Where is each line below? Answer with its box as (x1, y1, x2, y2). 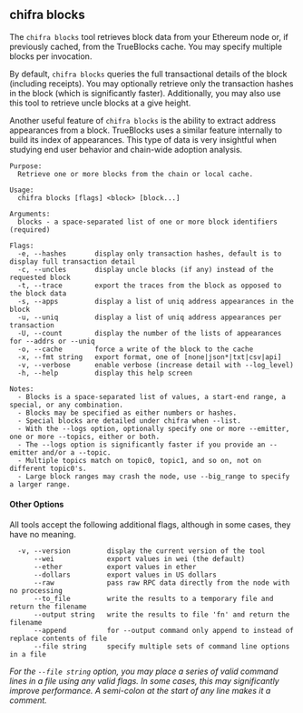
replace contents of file (9, 634, 107, 644)
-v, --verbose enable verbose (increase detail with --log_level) (17, 360, 295, 369)
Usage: (9, 186, 34, 195)
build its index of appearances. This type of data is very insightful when (9, 134, 277, 145)
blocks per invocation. (9, 50, 93, 62)
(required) (9, 225, 51, 235)
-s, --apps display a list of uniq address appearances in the (17, 296, 295, 306)
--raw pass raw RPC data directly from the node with (33, 578, 290, 587)
